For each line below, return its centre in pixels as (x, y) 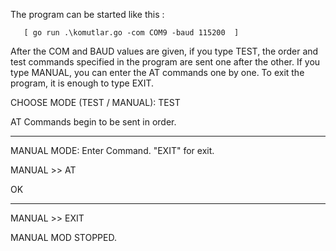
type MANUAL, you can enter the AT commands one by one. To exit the (157, 72)
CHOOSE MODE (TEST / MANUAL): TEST (95, 102)
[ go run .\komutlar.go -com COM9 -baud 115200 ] (131, 33)
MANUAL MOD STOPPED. (63, 237)
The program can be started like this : (87, 14)
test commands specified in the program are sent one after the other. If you (165, 62)
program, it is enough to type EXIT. (82, 83)
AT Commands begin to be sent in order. (93, 122)
